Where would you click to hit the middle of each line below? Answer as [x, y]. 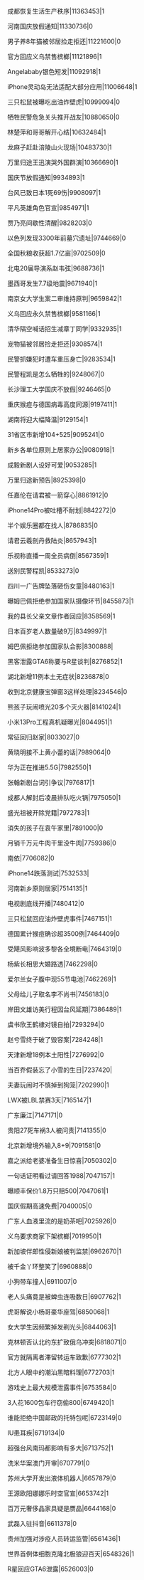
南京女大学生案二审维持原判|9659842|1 [65, 299]
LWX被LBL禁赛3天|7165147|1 [50, 1100]
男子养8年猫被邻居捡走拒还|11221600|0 [64, 41]
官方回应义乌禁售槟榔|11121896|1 [55, 57]
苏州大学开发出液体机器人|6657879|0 [62, 1478]
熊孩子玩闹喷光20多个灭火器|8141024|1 [64, 707]
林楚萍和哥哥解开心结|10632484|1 [57, 132]
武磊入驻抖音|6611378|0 [42, 1523]
